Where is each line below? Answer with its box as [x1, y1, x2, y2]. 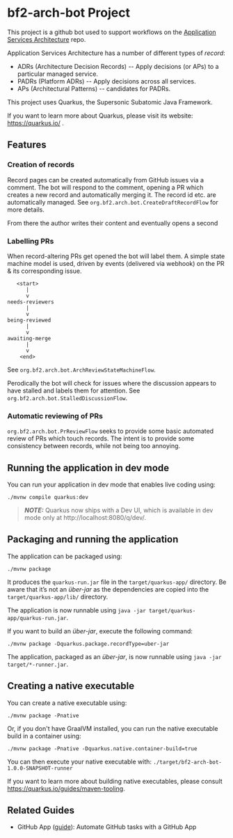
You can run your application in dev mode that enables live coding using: [7, 480, 216, 489]
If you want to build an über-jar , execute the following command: [7, 626, 193, 635]
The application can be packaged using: [7, 552, 122, 560]
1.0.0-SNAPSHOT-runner [7, 764, 73, 772]
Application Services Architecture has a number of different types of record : [7, 49, 226, 57]
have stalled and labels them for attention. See [7, 386, 140, 395]
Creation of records [7, 160, 75, 170]
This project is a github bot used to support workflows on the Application [7, 28, 217, 36]
